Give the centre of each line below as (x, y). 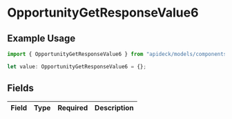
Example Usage (41, 38)
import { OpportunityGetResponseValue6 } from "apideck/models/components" (118, 54)
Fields (21, 88)
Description (114, 107)
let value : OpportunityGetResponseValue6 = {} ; (77, 66)
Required (73, 107)
